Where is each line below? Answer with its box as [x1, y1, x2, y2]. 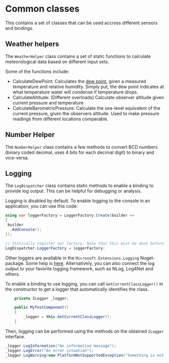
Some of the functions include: [5, 68, 70, 74]
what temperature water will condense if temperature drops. [12, 89, 138, 95]
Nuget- [140, 255, 155, 261]
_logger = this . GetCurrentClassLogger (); [23, 314, 112, 320]
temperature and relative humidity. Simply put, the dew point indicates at [12, 83, 164, 89]
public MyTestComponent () [14, 305, 69, 310]
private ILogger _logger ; [14, 296, 69, 301]
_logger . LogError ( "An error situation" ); [5, 348, 94, 353]
